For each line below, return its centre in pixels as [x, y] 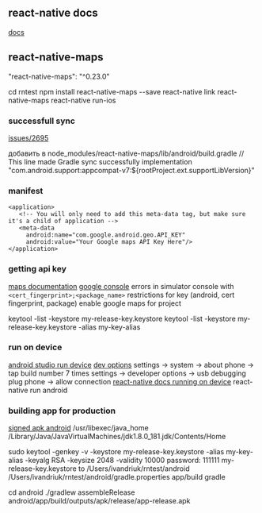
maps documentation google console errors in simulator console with [121, 286]
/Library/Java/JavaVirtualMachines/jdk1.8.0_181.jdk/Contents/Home [117, 437]
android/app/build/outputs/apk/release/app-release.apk [99, 501]
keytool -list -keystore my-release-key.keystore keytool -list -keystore [122, 318]
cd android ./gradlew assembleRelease [72, 492]
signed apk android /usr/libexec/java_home [78, 428]
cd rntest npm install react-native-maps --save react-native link [112, 91]
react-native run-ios [84, 100]
